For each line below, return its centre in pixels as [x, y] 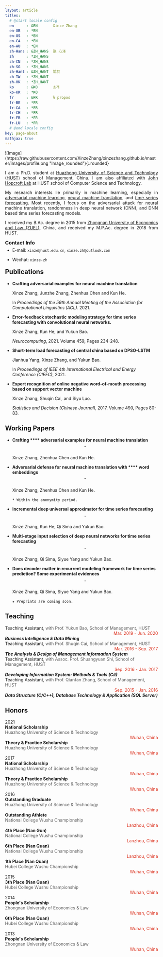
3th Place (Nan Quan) [27, 882]
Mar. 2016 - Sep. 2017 [136, 648]
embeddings [25, 472]
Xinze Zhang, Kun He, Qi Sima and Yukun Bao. [58, 527]
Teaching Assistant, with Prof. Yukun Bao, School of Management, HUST [78, 628]
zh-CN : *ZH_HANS [29, 61]
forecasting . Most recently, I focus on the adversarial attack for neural [81, 203]
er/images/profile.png [27, 163]
